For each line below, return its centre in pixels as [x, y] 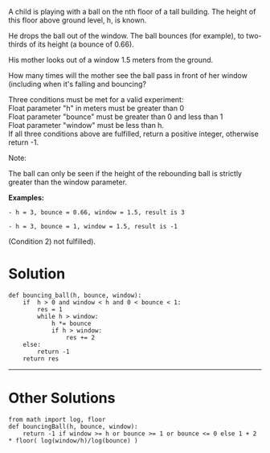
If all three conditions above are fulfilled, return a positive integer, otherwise [133, 134]
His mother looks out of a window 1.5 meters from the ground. [111, 60]
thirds [18, 44]
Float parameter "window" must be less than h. [86, 125]
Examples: [26, 198]
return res [41, 358]
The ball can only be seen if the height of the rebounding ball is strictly [125, 173]
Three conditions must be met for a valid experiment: [96, 99]
